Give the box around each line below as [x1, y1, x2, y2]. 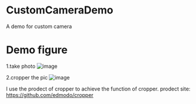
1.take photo [6, 63, 36, 70]
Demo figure [6, 43, 68, 57]
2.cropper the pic [6, 74, 48, 81]
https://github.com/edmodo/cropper [6, 91, 94, 98]
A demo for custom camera [6, 23, 72, 30]
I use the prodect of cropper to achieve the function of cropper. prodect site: [6, 85, 191, 92]
